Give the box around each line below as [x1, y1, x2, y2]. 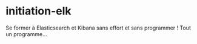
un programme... [5, 30, 47, 37]
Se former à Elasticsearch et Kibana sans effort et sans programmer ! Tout [5, 24, 192, 31]
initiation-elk [5, 4, 72, 18]
